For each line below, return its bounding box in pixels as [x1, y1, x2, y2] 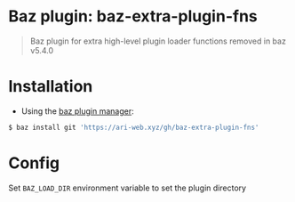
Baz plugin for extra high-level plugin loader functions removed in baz [29, 36, 286, 46]
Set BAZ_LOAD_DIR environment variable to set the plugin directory [8, 182, 246, 193]
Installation [8, 77, 93, 97]
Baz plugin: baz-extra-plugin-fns [8, 6, 259, 27]
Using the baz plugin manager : [20, 105, 134, 117]
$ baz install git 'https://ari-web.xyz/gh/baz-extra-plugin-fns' [8, 123, 259, 132]
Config [8, 153, 60, 173]
